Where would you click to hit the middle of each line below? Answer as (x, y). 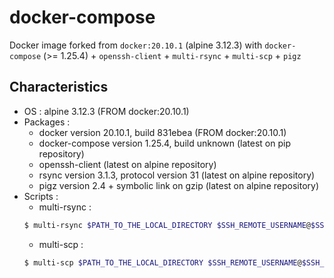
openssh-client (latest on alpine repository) (127, 164)
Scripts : (41, 196)
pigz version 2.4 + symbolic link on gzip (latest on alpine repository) (178, 185)
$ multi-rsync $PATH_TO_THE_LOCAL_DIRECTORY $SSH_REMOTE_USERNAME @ (167, 225)
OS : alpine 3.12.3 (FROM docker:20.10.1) (106, 111)
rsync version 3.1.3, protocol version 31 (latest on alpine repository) (177, 175)
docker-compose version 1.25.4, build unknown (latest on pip (165, 143)
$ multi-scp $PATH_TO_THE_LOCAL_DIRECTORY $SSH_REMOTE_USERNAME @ (162, 262)
